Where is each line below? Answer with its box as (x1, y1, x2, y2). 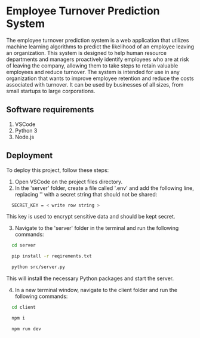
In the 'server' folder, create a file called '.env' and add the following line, (14, 184, 194, 192)
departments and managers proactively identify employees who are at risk (6, 56, 189, 63)
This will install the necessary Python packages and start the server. (6, 275, 174, 282)
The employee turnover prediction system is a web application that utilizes (6, 36, 189, 44)
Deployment (6, 150, 53, 161)
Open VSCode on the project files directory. (14, 178, 123, 185)
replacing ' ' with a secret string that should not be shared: (14, 190, 158, 198)
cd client (11, 305, 36, 311)
